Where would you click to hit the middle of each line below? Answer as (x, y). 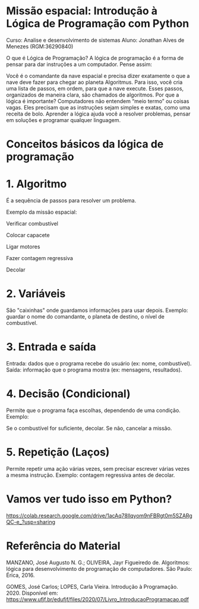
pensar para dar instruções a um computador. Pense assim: (79, 64)
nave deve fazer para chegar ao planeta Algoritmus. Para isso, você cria (94, 82)
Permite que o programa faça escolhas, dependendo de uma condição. (94, 410)
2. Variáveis (36, 294)
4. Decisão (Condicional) (68, 394)
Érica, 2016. (20, 575)
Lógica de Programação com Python (98, 24)
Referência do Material (63, 546)
